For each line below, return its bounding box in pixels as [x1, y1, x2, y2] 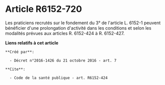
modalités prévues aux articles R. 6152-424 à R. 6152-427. [5, 30, 125, 36]
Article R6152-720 [5, 3, 82, 15]
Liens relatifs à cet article [5, 40, 59, 45]
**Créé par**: [5, 49, 35, 54]
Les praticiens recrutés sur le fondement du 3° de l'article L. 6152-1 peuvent [5, 20, 161, 26]
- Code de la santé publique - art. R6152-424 [9, 75, 108, 80]
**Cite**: [5, 67, 26, 72]
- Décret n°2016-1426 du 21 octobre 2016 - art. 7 [9, 58, 117, 63]
